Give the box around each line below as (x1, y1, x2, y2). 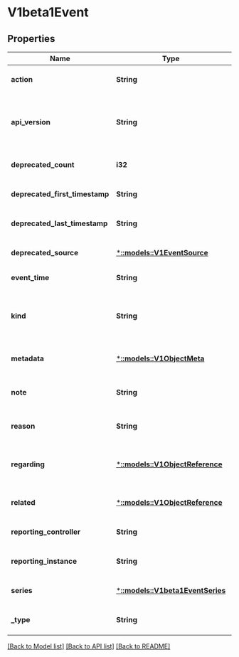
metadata (11, 353, 44, 363)
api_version (11, 117, 51, 127)
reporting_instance (11, 556, 77, 566)
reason (11, 421, 36, 431)
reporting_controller (11, 527, 80, 537)
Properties (7, 33, 55, 45)
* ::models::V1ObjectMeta (116, 353, 205, 363)
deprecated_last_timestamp (11, 218, 108, 228)
